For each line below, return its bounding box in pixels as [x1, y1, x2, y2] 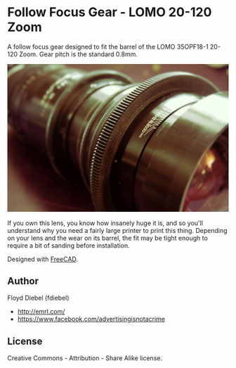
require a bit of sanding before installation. [7, 241, 130, 250]
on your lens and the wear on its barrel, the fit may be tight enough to [7, 234, 209, 242]
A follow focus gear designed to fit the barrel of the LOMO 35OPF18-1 [7, 42, 209, 51]
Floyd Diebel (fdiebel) [7, 293, 70, 303]
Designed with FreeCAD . [7, 255, 79, 263]
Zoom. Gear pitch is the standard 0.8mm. [19, 50, 138, 58]
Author [7, 275, 39, 287]
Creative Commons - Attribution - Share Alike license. [7, 354, 163, 362]
